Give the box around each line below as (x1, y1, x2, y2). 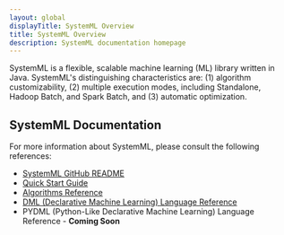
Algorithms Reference (22, 187, 103, 198)
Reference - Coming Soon (22, 216, 121, 227)
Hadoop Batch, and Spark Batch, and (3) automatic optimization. (9, 91, 248, 102)
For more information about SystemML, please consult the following (9, 141, 260, 152)
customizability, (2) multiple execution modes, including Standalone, (9, 82, 262, 92)
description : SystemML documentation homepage (9, 38, 186, 48)
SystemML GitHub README (22, 168, 125, 179)
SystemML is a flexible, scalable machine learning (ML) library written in (9, 63, 275, 74)
